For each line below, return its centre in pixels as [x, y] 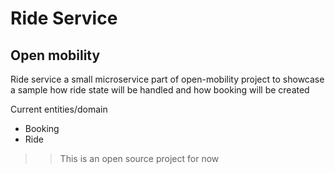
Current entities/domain [59, 109]
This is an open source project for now [139, 158]
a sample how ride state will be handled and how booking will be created [160, 90]
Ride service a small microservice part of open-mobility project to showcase [167, 79]
